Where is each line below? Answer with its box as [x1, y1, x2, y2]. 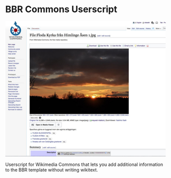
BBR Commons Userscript [5, 4, 118, 15]
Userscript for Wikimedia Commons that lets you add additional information [5, 161, 163, 168]
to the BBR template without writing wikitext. [5, 167, 98, 173]
